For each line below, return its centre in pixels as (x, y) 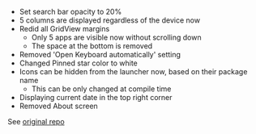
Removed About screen (58, 106)
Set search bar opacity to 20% (70, 12)
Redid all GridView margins (64, 29)
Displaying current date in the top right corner (96, 97)
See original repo (36, 121)
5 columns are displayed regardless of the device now (109, 20)
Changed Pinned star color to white (79, 63)
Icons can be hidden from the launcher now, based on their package (133, 71)
